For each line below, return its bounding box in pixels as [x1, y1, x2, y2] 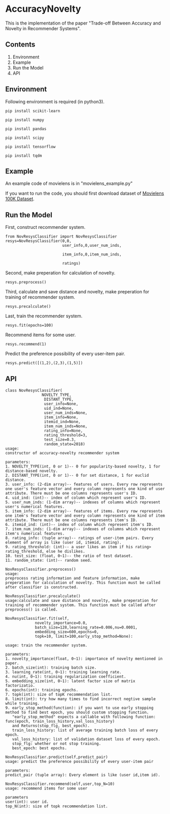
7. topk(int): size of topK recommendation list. [5, 692, 113, 697]
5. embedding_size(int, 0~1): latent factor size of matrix [5, 679, 136, 684]
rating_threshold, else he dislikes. [5, 549, 86, 554]
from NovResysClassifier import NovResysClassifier [5, 234, 117, 239]
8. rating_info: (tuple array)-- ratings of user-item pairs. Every [5, 536, 154, 541]
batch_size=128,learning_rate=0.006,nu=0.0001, [35, 625, 138, 630]
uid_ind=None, [44, 406, 74, 411]
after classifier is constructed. [5, 585, 79, 590]
